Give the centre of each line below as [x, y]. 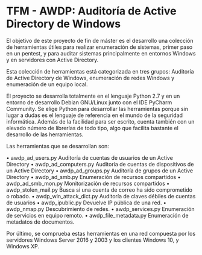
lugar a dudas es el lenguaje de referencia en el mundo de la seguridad [94, 115]
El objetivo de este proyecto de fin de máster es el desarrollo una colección [100, 40]
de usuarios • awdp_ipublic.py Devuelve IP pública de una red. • [87, 203]
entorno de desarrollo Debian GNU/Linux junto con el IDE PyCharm [89, 102]
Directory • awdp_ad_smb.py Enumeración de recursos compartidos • [93, 177]
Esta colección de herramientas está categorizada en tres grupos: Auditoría [100, 71]
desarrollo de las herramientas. [45, 134]
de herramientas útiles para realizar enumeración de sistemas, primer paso [99, 47]
